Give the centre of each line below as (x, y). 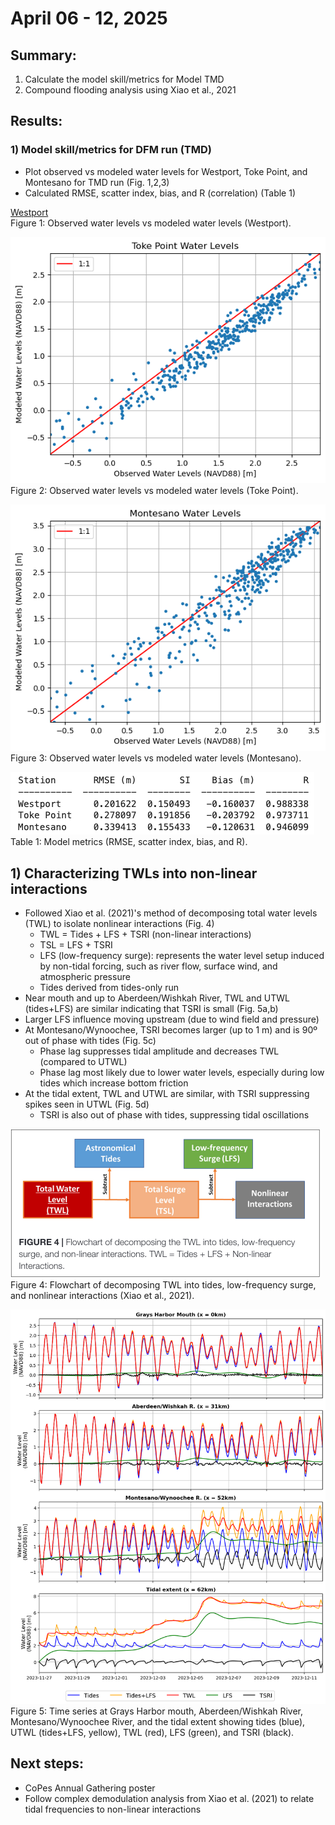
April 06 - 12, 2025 (89, 18)
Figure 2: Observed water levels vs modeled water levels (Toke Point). (154, 490)
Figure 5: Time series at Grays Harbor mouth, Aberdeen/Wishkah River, (157, 1711)
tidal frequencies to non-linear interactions (113, 1809)
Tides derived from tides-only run (109, 988)
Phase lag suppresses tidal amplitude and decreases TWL (159, 1051)
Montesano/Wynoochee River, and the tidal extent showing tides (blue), (158, 1722)
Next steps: (47, 1763)
